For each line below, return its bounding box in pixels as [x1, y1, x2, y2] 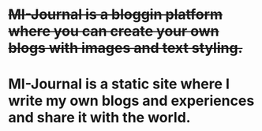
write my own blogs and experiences [8, 92, 255, 110]
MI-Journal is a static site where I [8, 75, 230, 93]
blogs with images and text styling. [8, 39, 243, 57]
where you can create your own [8, 22, 219, 40]
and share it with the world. [8, 109, 191, 127]
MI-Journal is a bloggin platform [8, 6, 223, 24]
